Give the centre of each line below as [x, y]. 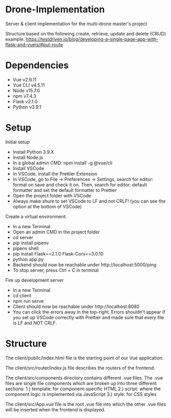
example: [15, 39]
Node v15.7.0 [26, 90]
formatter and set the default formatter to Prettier [65, 190]
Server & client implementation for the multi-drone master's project [76, 24]
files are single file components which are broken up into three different [81, 383]
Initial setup [17, 142]
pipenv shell [25, 248]
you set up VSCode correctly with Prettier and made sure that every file [88, 317]
